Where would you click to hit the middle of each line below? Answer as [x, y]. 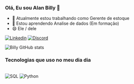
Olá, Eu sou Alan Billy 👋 [33, 8]
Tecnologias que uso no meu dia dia [48, 60]
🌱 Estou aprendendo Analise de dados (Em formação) [66, 23]
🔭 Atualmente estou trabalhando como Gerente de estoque [71, 18]
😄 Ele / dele [24, 29]
